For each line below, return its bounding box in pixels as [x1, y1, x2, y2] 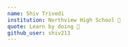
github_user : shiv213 [7, 29, 71, 37]
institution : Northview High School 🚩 [7, 17, 121, 23]
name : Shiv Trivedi [7, 10, 65, 17]
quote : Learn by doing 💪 [7, 23, 80, 30]
